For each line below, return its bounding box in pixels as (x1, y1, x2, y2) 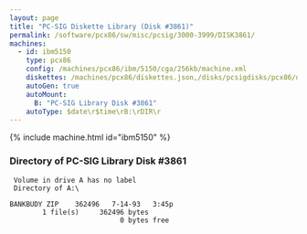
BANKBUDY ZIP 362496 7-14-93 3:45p (9, 199, 174, 208)
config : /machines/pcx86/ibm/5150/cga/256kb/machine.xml (26, 65, 248, 74)
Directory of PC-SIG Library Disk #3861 (9, 154, 187, 167)
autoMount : (26, 90, 68, 99)
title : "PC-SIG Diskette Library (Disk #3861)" (9, 22, 195, 31)
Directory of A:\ (13, 184, 79, 193)
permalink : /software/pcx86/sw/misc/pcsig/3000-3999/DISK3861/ (9, 30, 256, 39)
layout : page (9, 13, 59, 23)
